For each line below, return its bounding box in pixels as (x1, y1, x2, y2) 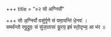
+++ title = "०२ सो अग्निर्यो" (6, 6, 65, 12)
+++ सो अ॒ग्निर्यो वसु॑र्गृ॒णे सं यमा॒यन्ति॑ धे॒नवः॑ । (6, 17, 88, 24)
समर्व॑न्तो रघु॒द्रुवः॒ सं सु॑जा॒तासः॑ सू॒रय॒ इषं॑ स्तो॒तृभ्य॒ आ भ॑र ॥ (6, 24, 106, 30)
